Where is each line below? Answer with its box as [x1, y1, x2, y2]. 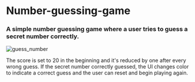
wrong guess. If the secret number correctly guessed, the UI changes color [6, 63, 189, 70]
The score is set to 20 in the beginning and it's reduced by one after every [6, 57, 187, 64]
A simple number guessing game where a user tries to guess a [6, 25, 189, 33]
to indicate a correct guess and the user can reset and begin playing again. [6, 69, 189, 77]
